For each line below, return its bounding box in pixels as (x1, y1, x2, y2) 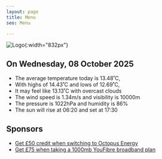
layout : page (6, 8, 39, 15)
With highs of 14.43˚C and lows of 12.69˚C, (14, 81, 120, 88)
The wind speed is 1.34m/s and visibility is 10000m (14, 94, 140, 101)
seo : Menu (6, 20, 31, 26)
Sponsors (6, 124, 43, 134)
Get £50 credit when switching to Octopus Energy (14, 140, 139, 146)
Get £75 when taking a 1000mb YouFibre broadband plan (14, 146, 156, 153)
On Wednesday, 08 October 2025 (6, 59, 134, 69)
